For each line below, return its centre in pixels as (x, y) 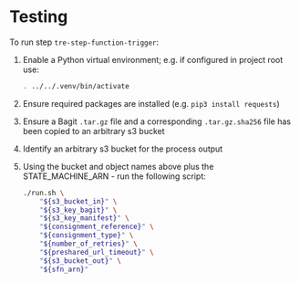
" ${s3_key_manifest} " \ (84, 218)
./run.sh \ (43, 193)
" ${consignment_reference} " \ (97, 227)
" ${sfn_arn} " (64, 269)
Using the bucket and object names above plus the (118, 166)
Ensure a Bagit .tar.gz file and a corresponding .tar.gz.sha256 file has (157, 121)
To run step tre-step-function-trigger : (84, 42)
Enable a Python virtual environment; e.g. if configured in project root (153, 59)
